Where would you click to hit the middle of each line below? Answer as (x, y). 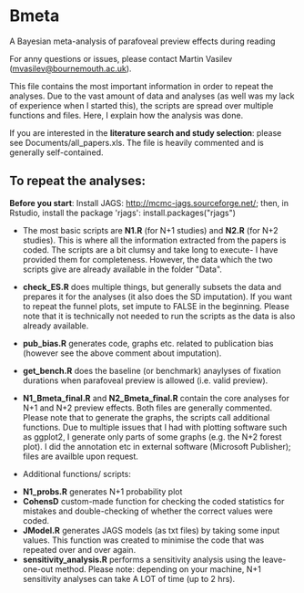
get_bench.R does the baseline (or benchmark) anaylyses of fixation (152, 370)
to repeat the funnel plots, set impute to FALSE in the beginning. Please (156, 306)
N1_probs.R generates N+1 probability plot (102, 491)
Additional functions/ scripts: (77, 473)
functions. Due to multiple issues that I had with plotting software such (155, 427)
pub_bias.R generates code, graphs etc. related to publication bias (148, 343)
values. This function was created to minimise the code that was (143, 540)
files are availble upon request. (81, 456)
